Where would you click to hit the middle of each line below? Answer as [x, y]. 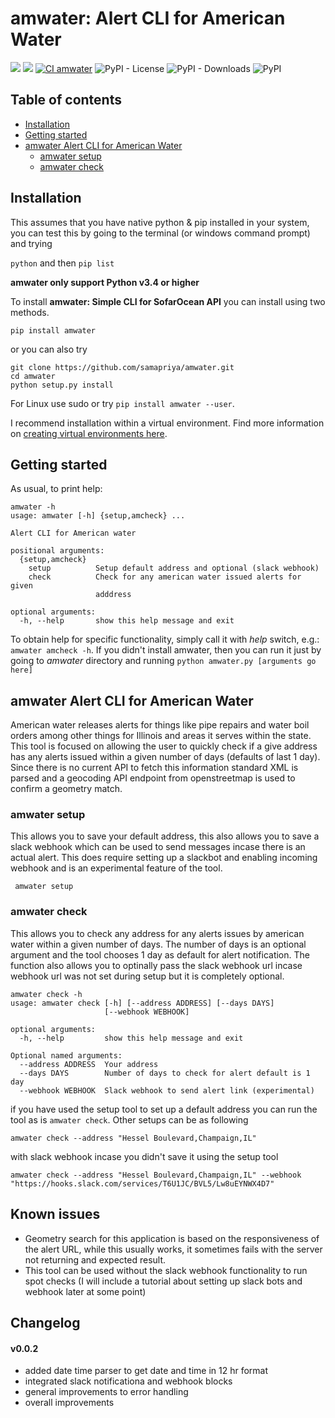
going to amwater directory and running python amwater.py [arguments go [163, 661]
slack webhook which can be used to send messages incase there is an [158, 847]
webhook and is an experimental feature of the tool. [116, 868]
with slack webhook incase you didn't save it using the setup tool [144, 1156]
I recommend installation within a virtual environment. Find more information [167, 423]
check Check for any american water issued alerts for [165, 577]
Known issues [55, 1214]
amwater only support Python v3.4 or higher [105, 282]
